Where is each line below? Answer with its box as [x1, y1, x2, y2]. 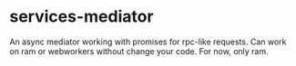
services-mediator [9, 6, 154, 27]
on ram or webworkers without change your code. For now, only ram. [9, 45, 269, 56]
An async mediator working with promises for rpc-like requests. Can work [9, 36, 287, 47]
